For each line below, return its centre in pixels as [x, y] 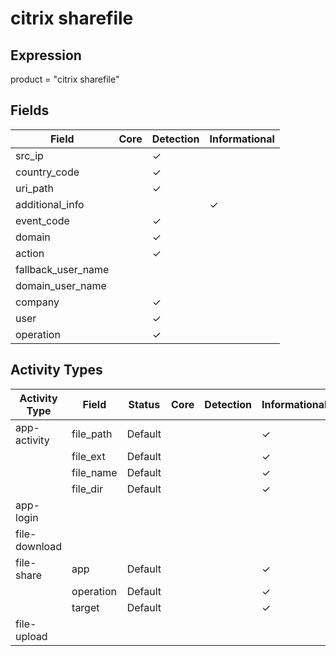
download [39, 546]
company [37, 302]
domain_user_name [61, 285]
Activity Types [56, 370]
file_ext [88, 456]
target [85, 607]
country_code [47, 172]
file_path [92, 434]
